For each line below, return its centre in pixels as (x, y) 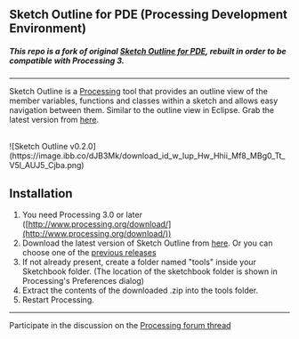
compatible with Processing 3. (67, 61)
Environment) (48, 29)
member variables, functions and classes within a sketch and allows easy (144, 101)
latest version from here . (54, 120)
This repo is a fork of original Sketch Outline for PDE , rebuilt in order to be (148, 51)
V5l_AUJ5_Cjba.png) (47, 165)
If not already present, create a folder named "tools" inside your (139, 262)
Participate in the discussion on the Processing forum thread (120, 326)
